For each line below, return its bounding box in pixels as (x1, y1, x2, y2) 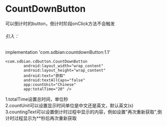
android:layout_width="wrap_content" (23, 64, 103, 69)
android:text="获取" (23, 73, 66, 79)
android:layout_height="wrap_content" (23, 68, 106, 73)
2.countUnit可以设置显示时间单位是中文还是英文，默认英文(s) (5, 103, 134, 109)
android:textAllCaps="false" (23, 78, 86, 83)
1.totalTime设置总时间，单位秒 (5, 96, 69, 102)
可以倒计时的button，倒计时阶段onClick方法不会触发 (5, 20, 115, 26)
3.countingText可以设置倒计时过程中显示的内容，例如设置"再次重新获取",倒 (5, 109, 162, 115)
